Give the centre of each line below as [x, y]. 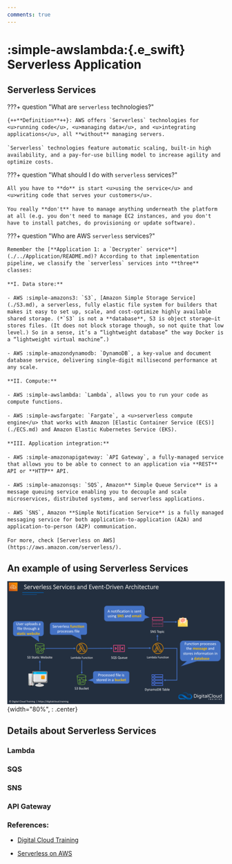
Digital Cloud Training [48, 840]
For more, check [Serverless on [54, 540]
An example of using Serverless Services [98, 568]
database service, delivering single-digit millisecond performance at [112, 360]
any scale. [23, 367]
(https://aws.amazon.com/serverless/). [65, 547]
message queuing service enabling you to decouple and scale [97, 492]
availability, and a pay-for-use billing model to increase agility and [114, 155]
